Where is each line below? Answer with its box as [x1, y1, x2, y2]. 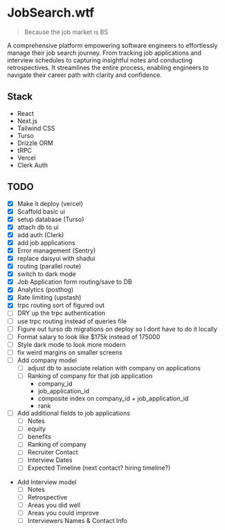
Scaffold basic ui [17, 207, 66, 216]
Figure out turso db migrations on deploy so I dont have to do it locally [17, 325, 218, 333]
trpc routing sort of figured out [17, 301, 105, 309]
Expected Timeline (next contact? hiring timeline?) [27, 463, 171, 472]
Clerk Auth [17, 161, 48, 169]
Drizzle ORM [17, 139, 54, 147]
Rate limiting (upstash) [17, 293, 82, 302]
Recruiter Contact [27, 448, 78, 456]
